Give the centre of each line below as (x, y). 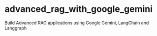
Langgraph (16, 28)
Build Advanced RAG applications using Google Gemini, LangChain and (77, 23)
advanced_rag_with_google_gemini (79, 9)
